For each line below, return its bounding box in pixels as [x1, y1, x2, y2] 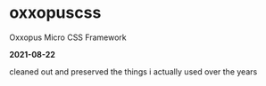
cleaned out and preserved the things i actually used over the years [9, 66, 258, 77]
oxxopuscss [9, 3, 102, 23]
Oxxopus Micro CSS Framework [9, 32, 127, 43]
